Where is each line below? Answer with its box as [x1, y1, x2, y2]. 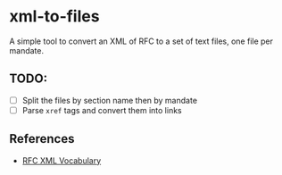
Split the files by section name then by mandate [21, 95, 198, 105]
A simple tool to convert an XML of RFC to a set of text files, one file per [9, 36, 274, 46]
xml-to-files [9, 6, 100, 27]
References [9, 131, 75, 146]
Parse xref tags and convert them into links [21, 104, 182, 115]
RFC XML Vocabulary [21, 154, 102, 166]
